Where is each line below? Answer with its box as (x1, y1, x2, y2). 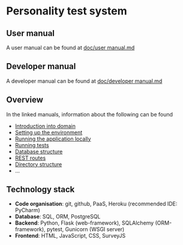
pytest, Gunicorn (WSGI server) (47, 226, 125, 233)
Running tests (14, 141, 49, 148)
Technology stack (6, 184, 75, 195)
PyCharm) (14, 207, 40, 214)
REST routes (14, 154, 46, 162)
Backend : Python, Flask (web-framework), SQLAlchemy (14, 219, 154, 226)
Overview (6, 95, 44, 105)
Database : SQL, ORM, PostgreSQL (14, 213, 101, 220)
